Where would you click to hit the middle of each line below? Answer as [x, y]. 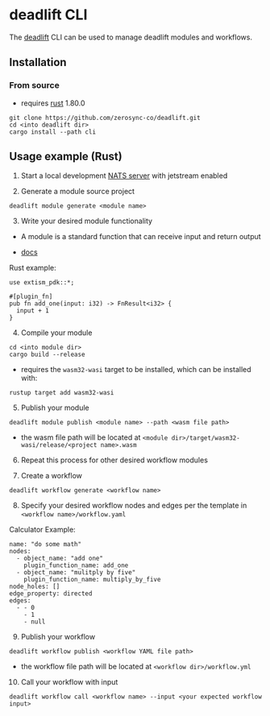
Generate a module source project [78, 192]
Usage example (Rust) [66, 157]
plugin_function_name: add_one [76, 565]
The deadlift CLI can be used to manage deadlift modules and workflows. [131, 37]
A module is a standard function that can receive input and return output [141, 237]
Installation [38, 62]
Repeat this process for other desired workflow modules [114, 460]
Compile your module [56, 333]
